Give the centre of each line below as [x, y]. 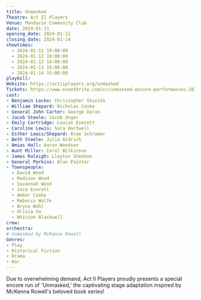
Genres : [16, 240]
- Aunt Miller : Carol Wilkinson [46, 151]
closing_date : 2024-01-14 [38, 39]
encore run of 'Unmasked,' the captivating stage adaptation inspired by [94, 285]
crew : [13, 223]
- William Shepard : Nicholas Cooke [51, 106]
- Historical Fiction [33, 251]
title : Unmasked [26, 12]
